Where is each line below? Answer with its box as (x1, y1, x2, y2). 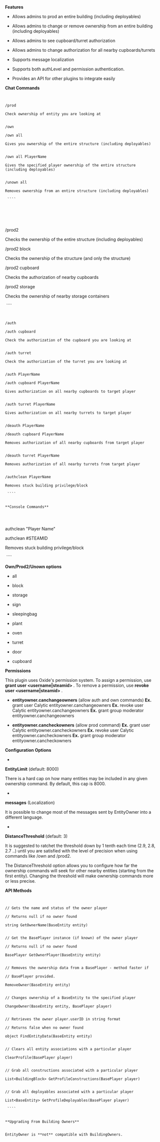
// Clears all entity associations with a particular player (5, 1047, 132, 1052)
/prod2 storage (5, 284, 36, 290)
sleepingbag (12, 611, 37, 617)
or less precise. (5, 878, 36, 884)
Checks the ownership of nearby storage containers (5, 293, 109, 299)
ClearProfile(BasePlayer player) (5, 1055, 73, 1060)
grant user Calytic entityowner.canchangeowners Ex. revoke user (12, 702, 143, 708)
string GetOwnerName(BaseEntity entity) (5, 923, 89, 928)
